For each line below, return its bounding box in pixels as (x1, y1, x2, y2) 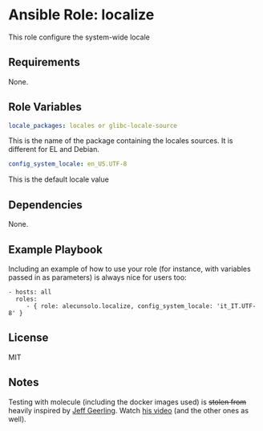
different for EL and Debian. (8, 145, 100, 154)
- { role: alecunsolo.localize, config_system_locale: (26, 302, 214, 310)
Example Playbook (8, 243, 103, 257)
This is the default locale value (8, 174, 110, 184)
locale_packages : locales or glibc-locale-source (8, 121, 178, 129)
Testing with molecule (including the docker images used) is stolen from (8, 396, 247, 407)
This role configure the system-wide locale (8, 32, 150, 42)
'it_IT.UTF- (216, 302, 257, 310)
